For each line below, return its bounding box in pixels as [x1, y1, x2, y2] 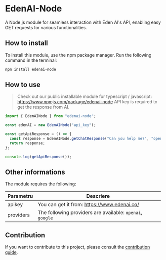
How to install [5, 39, 48, 47]
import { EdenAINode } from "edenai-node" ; [5, 114, 96, 119]
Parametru [7, 193, 33, 200]
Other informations [5, 168, 65, 176]
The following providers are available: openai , [38, 209, 142, 216]
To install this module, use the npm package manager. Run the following [5, 52, 152, 58]
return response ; [9, 140, 45, 146]
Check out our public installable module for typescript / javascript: [17, 93, 152, 99]
